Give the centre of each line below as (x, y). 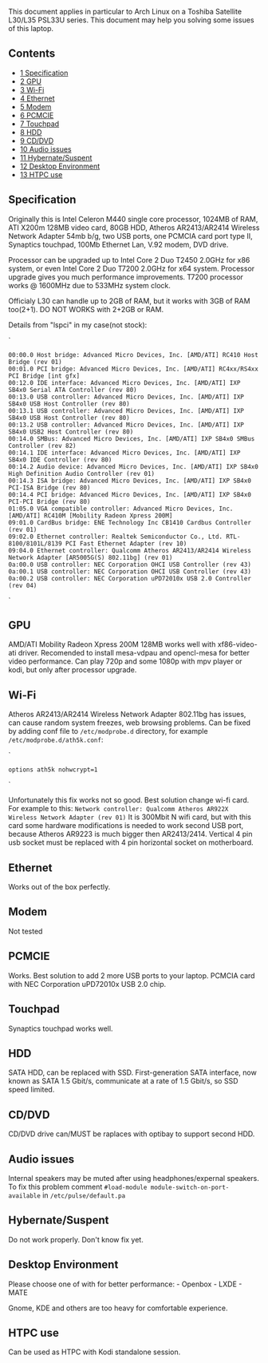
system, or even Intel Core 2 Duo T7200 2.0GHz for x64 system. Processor (132, 268)
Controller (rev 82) (43, 446)
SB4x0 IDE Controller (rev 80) (60, 460)
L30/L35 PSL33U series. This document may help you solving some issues (131, 20)
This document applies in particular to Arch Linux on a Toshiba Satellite (125, 12)
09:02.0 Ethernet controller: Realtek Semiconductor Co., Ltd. (116, 537)
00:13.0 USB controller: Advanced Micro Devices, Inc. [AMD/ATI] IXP (126, 397)
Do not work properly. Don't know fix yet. (76, 1239)
